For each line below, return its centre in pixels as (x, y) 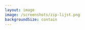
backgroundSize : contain (31, 19)
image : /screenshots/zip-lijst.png (42, 15)
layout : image (20, 10)
